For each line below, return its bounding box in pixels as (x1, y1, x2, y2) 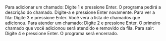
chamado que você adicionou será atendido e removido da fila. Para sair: (5, 25, 155, 31)
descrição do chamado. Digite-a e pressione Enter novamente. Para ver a (5, 9, 155, 15)
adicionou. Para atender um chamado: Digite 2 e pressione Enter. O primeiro (5, 20, 161, 26)
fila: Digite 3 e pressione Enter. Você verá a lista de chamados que (5, 15, 140, 20)
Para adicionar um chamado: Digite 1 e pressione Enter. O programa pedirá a (5, 4, 161, 10)
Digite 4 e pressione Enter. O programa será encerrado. (5, 31, 118, 36)
